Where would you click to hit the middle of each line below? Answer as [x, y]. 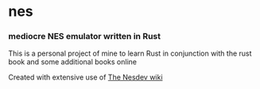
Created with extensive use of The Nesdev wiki [85, 77]
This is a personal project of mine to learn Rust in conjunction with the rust [130, 53]
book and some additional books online [73, 62]
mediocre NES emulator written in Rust [85, 37]
